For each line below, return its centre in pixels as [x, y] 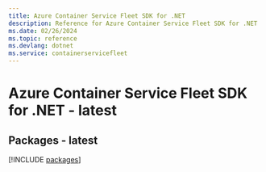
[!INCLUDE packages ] [45, 159]
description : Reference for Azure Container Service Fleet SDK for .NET [133, 23]
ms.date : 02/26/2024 [43, 31]
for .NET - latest [62, 111]
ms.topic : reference [43, 38]
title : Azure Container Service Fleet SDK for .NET [97, 16]
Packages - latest [53, 140]
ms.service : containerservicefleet [68, 53]
